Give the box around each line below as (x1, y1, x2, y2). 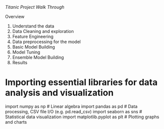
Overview (5, 14, 25, 19)
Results (12, 60, 28, 65)
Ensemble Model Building (12, 54, 64, 60)
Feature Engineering (12, 34, 54, 39)
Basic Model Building (12, 44, 55, 50)
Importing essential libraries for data (5, 77, 158, 88)
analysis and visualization (5, 87, 114, 99)
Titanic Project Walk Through (5, 4, 65, 10)
